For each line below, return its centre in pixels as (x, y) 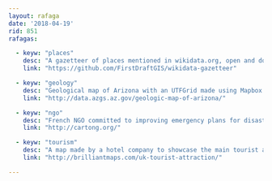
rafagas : (23, 39)
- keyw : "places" (45, 54)
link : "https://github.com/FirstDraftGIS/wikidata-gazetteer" (130, 69)
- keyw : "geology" (47, 83)
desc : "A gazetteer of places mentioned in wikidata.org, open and (139, 61)
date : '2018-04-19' (41, 24)
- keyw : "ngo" (39, 113)
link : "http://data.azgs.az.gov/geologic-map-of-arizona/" (125, 98)
